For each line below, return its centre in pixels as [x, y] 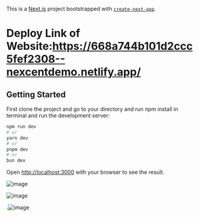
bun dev [16, 160]
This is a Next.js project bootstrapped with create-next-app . [81, 9]
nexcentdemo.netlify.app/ [74, 72]
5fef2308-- [36, 59]
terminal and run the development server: [58, 115]
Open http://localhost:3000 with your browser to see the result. [86, 172]
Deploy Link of [43, 33]
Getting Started [36, 95]
